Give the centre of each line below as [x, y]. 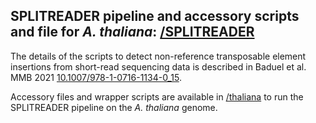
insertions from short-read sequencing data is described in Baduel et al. [158, 66]
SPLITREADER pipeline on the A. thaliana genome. [114, 107]
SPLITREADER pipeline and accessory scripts [155, 16]
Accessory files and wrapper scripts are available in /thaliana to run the [157, 96]
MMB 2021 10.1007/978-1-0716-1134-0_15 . [96, 77]
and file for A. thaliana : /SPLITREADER [132, 32]
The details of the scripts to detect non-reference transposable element [158, 56]
